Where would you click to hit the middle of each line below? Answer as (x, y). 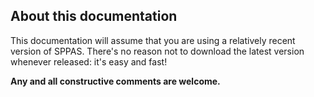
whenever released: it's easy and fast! (89, 61)
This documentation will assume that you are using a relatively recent (153, 40)
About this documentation (94, 16)
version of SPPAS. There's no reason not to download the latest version (157, 51)
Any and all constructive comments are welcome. (115, 81)
